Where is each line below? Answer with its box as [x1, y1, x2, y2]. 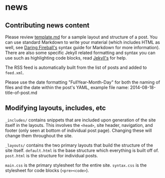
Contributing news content [5, 21, 90, 30]
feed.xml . [5, 70, 25, 75]
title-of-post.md [5, 90, 37, 95]
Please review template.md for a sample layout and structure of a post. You [5, 34, 158, 40]
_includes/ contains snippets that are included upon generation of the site [5, 117, 156, 123]
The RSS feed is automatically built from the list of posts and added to [5, 64, 147, 70]
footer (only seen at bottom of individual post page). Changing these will [5, 127, 152, 133]
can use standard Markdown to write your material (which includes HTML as [5, 39, 160, 45]
